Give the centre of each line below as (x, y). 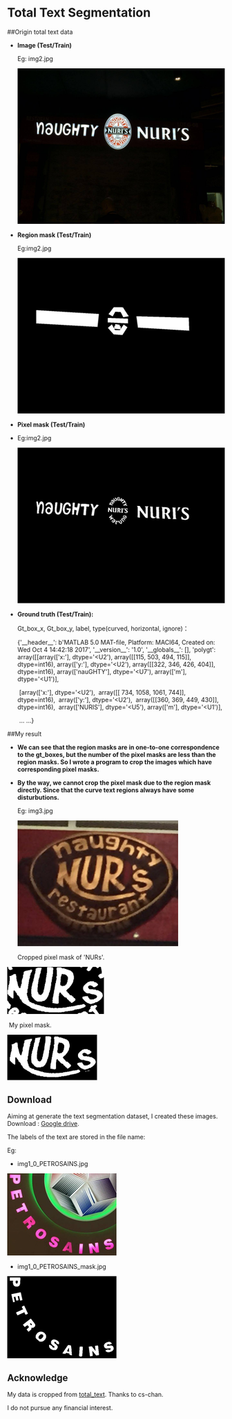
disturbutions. (38, 798)
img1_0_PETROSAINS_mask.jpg (62, 1267)
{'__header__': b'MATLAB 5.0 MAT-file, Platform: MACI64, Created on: (116, 642)
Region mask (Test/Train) (54, 235)
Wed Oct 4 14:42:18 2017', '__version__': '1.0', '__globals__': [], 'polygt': (116, 650)
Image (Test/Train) (45, 45)
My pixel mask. (30, 1025)
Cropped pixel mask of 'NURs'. (61, 957)
